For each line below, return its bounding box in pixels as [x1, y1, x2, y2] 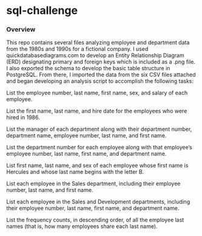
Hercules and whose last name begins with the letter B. [6, 168, 144, 175]
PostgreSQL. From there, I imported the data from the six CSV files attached [6, 71, 196, 79]
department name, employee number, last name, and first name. [6, 132, 167, 139]
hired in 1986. [6, 114, 41, 121]
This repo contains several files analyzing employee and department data [6, 39, 190, 46]
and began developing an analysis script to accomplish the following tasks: [6, 77, 194, 85]
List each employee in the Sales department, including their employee [6, 180, 181, 188]
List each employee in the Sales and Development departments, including [6, 198, 190, 206]
